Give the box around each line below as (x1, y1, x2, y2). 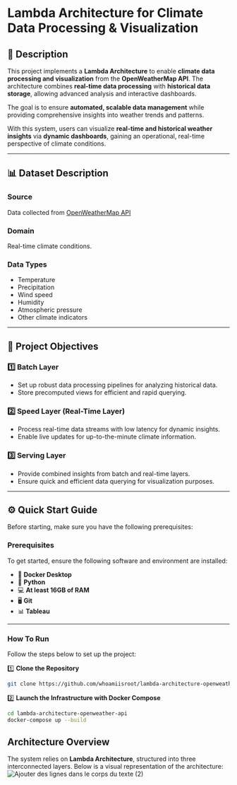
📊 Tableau (17, 607, 51, 615)
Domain (7, 226, 35, 235)
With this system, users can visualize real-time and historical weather (7, 124, 213, 132)
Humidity (17, 298, 44, 307)
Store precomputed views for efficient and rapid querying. (17, 388, 187, 397)
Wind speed (17, 291, 53, 299)
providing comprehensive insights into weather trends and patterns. (7, 111, 205, 119)
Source (7, 192, 33, 202)
